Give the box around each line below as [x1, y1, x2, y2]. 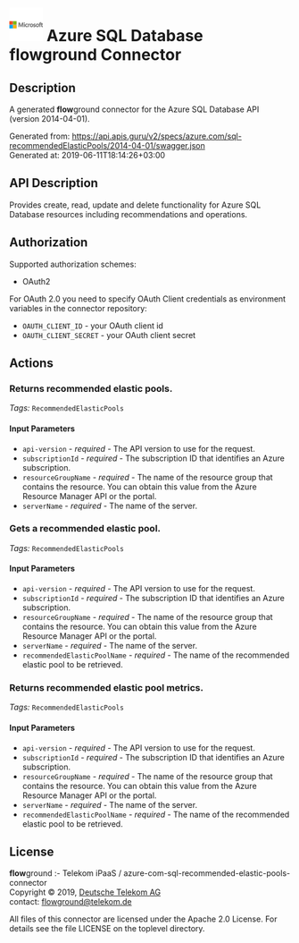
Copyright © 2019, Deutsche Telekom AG [9, 887, 162, 897]
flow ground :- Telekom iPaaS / [9, 868, 122, 879]
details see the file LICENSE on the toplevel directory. [9, 923, 205, 934]
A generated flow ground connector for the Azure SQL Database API [9, 104, 260, 115]
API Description [9, 175, 98, 191]
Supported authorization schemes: [9, 259, 137, 269]
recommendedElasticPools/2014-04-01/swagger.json [9, 140, 205, 150]
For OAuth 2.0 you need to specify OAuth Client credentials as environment [9, 293, 287, 304]
